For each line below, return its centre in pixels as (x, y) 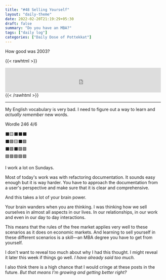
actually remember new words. (37, 115)
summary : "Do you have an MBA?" (38, 28)
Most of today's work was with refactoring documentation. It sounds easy (80, 177)
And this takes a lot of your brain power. (46, 197)
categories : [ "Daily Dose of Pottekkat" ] (48, 38)
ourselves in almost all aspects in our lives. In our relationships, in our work (82, 212)
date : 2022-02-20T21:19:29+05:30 (40, 19)
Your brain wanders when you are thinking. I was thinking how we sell (76, 207)
